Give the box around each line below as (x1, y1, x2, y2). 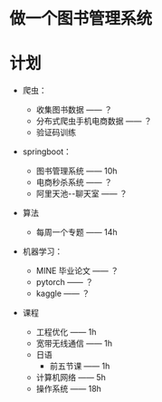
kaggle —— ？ (35, 288, 91, 299)
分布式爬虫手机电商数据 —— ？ (35, 115, 152, 127)
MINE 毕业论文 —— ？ (35, 265, 119, 277)
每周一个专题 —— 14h (35, 227, 118, 238)
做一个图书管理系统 (9, 8, 153, 29)
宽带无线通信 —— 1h (35, 338, 113, 349)
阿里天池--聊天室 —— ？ (35, 188, 129, 200)
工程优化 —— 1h (35, 327, 97, 338)
